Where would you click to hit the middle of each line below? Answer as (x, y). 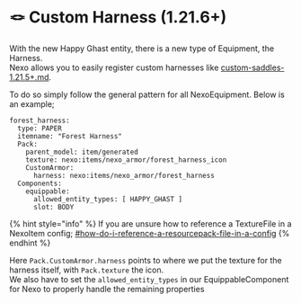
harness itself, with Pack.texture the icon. (87, 270)
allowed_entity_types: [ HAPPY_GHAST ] (107, 199)
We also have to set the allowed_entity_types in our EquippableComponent (149, 279)
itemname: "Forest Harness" (70, 136)
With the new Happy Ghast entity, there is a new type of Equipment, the (142, 48)
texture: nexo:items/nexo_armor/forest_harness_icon (126, 160)
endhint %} (30, 243)
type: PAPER (40, 128)
